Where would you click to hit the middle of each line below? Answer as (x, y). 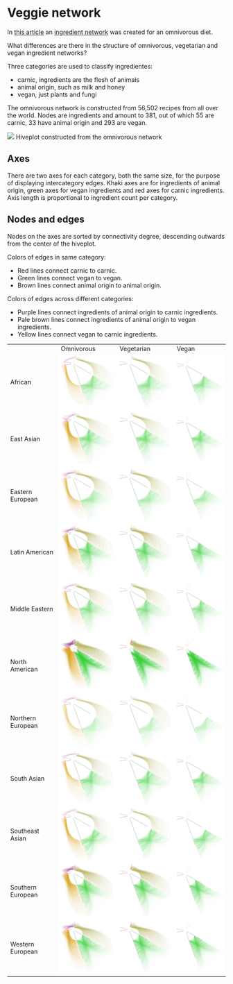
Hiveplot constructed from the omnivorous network (89, 137)
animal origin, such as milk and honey (71, 87)
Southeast (25, 831)
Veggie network (54, 13)
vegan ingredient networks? (47, 53)
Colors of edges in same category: (57, 257)
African (20, 382)
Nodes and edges (46, 220)
